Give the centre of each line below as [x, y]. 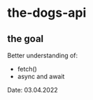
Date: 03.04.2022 [33, 90]
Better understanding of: [43, 55]
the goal [26, 39]
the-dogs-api [47, 13]
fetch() [27, 69]
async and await [41, 76]
